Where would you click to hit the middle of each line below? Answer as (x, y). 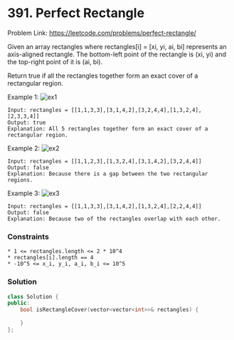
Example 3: (24, 193)
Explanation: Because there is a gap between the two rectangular (108, 174)
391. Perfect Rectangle (76, 13)
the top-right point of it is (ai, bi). (55, 61)
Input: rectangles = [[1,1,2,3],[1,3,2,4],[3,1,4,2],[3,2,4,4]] (105, 161)
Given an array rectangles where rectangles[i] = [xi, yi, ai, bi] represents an (117, 46)
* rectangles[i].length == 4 (50, 258)
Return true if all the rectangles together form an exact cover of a (103, 76)
